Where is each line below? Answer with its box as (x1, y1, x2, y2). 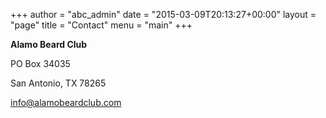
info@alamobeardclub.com (10, 97, 122, 108)
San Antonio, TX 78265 (10, 77, 107, 89)
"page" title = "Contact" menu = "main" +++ (10, 19, 193, 31)
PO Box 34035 (10, 58, 71, 69)
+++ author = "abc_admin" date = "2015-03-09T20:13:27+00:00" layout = (10, 9, 317, 20)
